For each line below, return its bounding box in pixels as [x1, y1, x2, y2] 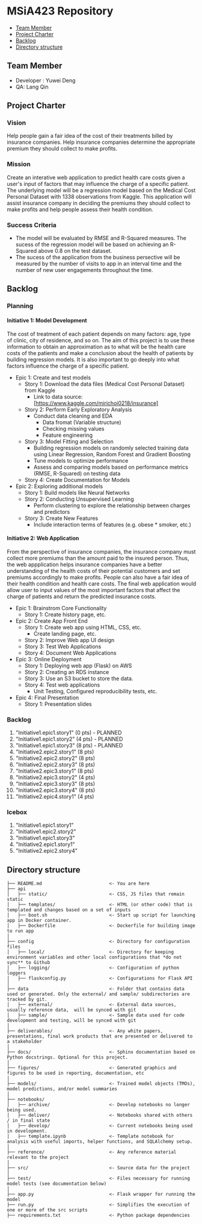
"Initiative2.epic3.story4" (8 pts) [15, 787, 96, 794]
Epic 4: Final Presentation [15, 694, 79, 701]
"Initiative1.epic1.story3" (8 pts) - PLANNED [15, 742, 123, 749]
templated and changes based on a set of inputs [7, 907, 131, 913]
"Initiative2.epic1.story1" [15, 841, 76, 848]
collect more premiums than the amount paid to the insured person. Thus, [7, 554, 189, 561]
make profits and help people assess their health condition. [7, 206, 154, 213]
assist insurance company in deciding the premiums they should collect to [7, 199, 191, 206]
